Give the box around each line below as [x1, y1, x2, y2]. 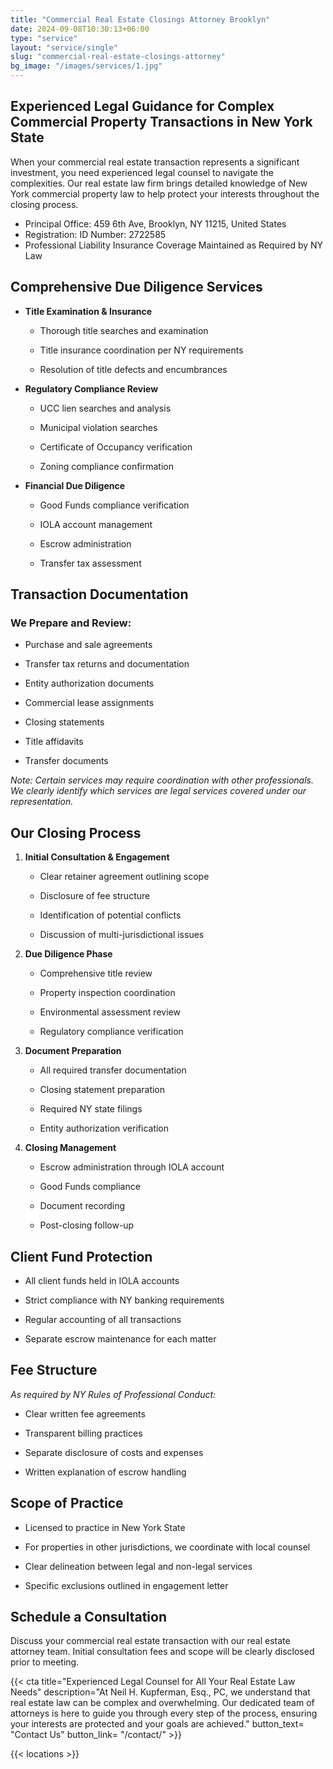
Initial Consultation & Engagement [24, 851, 170, 863]
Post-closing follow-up [39, 1219, 135, 1231]
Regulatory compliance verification [39, 1026, 184, 1038]
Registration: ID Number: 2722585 [24, 228, 167, 240]
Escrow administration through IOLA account [39, 1161, 225, 1173]
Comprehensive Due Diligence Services [10, 279, 263, 296]
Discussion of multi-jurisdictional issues [39, 929, 205, 941]
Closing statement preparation [39, 1084, 166, 1096]
